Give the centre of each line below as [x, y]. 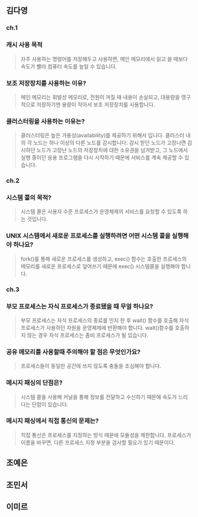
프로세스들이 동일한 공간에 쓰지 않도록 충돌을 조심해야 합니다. [91, 366]
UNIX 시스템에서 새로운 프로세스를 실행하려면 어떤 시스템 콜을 [88, 236]
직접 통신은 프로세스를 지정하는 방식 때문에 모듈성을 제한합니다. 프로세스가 [106, 435]
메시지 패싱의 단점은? [35, 383]
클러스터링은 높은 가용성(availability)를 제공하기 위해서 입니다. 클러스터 [102, 136]
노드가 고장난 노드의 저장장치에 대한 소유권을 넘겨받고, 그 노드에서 [112, 150]
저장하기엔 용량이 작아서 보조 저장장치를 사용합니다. [96, 104]
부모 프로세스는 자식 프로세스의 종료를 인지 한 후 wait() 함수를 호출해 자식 [105, 320]
